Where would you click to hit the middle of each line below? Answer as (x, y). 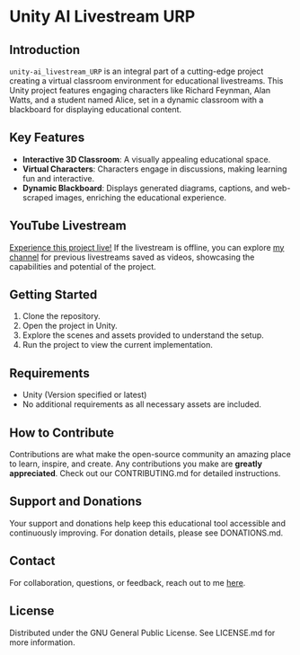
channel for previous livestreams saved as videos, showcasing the (132, 257)
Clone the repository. (61, 316)
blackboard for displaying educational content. (96, 109)
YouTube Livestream (68, 226)
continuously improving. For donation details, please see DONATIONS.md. (146, 533)
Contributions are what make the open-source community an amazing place (150, 455)
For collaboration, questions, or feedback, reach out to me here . (128, 582)
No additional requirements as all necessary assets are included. (142, 404)
